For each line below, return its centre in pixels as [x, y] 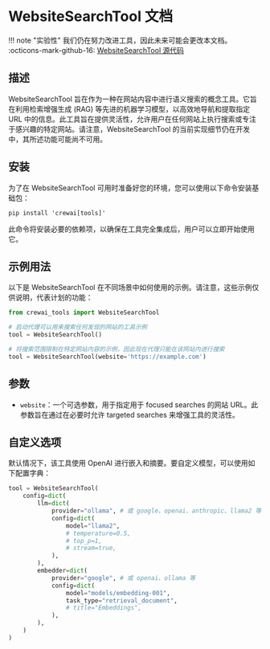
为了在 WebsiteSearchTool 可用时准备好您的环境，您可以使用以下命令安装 [130, 188]
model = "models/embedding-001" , [118, 593]
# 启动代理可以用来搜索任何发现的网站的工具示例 [78, 327]
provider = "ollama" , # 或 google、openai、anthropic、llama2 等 [156, 511]
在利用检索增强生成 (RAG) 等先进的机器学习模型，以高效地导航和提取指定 [129, 108]
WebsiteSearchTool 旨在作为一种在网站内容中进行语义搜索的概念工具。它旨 [133, 99]
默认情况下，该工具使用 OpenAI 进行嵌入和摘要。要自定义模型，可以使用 [129, 463]
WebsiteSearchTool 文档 [91, 16]
